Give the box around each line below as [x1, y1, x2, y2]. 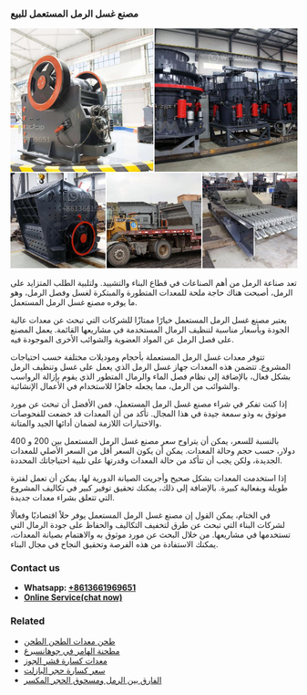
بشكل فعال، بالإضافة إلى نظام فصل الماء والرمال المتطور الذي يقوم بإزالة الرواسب [10, 371, 292, 382]
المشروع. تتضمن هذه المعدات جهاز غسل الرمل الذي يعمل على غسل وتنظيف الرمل [10, 361, 291, 372]
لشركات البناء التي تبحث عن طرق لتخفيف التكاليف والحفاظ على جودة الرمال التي [10, 519, 285, 530]
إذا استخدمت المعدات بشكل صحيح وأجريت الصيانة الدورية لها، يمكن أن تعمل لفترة [10, 472, 287, 483]
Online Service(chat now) [23, 592, 123, 603]
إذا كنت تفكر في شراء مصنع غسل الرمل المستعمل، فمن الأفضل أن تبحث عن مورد [10, 398, 288, 409]
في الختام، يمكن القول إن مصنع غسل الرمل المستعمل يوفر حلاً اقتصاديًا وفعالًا [10, 510, 271, 521]
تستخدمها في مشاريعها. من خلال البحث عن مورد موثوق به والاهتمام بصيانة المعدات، [10, 529, 291, 540]
